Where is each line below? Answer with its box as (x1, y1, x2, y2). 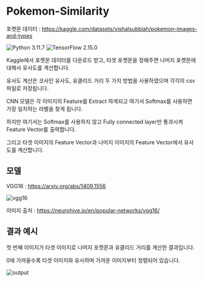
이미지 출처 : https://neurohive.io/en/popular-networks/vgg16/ (6, 206, 160, 214)
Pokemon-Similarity (6, 4, 110, 18)
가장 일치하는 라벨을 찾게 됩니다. (6, 105, 83, 112)
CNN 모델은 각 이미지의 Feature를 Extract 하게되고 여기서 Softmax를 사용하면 (6, 97, 193, 105)
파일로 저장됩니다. (6, 84, 49, 92)
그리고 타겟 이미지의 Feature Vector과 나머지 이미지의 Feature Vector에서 (6, 138, 183, 146)
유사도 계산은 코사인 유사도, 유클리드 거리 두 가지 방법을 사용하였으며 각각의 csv (6, 77, 195, 84)
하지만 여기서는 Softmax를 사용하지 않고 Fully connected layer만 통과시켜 (6, 118, 183, 125)
